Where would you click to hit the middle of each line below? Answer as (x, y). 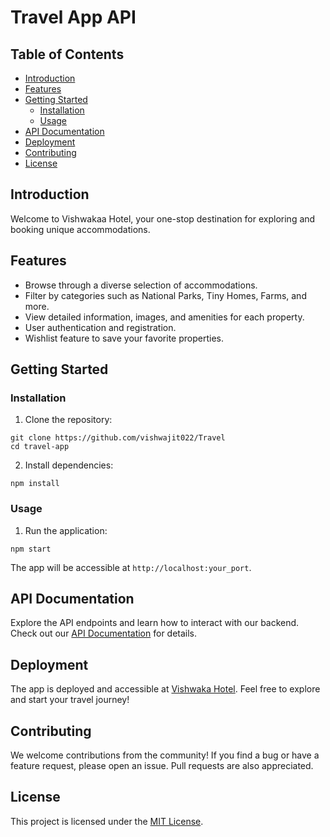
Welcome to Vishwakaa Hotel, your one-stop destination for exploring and (163, 218)
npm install (35, 484)
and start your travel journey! (70, 700)
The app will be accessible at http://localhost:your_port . (131, 567)
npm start (31, 549)
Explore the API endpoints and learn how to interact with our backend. (155, 623)
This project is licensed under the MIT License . (107, 821)
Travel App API (73, 17)
